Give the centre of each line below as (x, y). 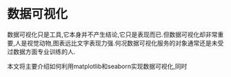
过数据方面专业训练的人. (41, 52)
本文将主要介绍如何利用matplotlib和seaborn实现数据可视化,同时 (97, 66)
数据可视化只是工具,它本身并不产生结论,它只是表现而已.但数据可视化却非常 (113, 34)
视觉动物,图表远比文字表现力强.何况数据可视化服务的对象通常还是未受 (125, 43)
